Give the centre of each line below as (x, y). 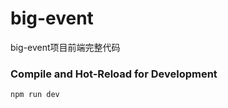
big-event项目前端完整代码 (65, 47)
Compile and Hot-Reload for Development (114, 74)
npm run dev (35, 95)
